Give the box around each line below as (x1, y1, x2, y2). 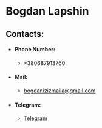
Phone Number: (14, 46, 56, 53)
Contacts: (5, 29, 44, 39)
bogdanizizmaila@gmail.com (23, 87, 96, 94)
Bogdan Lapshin (5, 4, 89, 18)
